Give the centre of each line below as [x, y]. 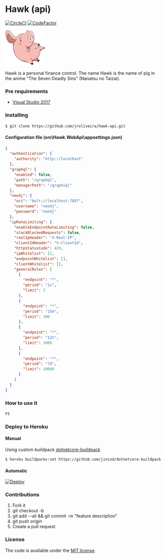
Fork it [19, 505]
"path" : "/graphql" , [35, 180]
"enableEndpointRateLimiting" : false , [54, 227]
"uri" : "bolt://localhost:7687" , [49, 201]
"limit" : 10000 [39, 369]
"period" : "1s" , [40, 285]
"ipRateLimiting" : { [31, 222]
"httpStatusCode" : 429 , [39, 248]
